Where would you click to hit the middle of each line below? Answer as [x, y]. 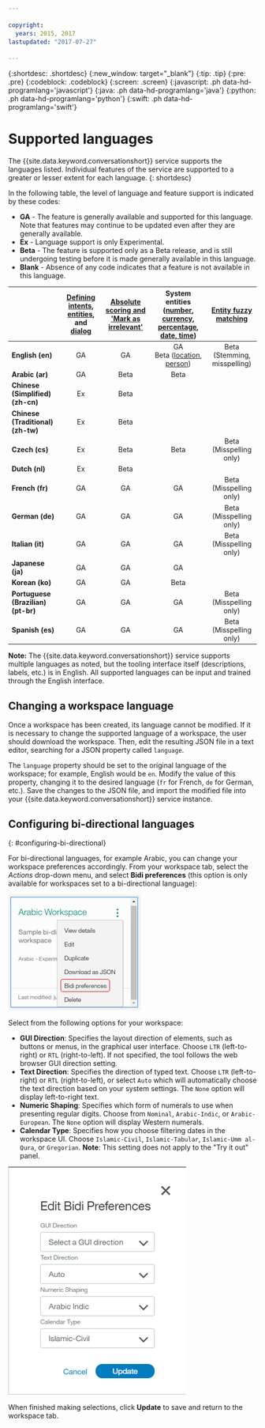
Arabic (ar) [30, 375]
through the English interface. [56, 681]
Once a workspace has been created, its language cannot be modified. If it [129, 725]
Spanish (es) [33, 629]
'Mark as [125, 318]
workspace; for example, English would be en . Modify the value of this [122, 774]
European [34, 1123]
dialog [81, 331]
